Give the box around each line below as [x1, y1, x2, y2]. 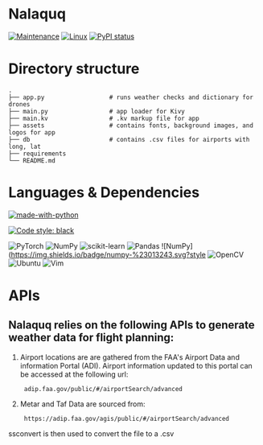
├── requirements [8, 150, 67, 158]
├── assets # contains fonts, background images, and [8, 122, 253, 130]
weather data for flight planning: [8, 331, 175, 344]
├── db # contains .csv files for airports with [8, 135, 250, 143]
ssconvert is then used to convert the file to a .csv [8, 428, 175, 439]
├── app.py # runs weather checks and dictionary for [8, 93, 253, 101]
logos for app [8, 128, 56, 137]
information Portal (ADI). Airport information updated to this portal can [19, 361, 253, 370]
